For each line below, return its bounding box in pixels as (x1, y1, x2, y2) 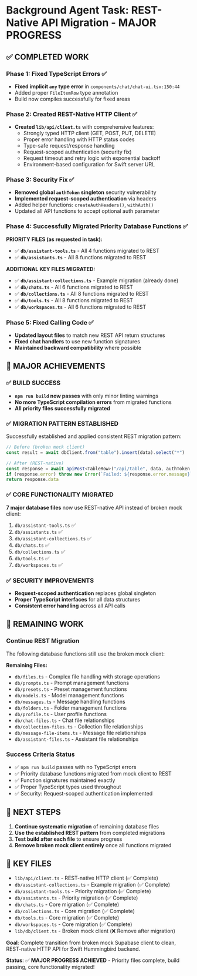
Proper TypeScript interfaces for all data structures (14, 596, 141, 603)
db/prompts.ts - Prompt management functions (14, 679, 129, 686)
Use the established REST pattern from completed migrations (14, 829, 165, 836)
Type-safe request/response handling (23, 142, 116, 149)
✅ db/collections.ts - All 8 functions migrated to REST (14, 290, 149, 297)
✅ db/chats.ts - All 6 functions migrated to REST (14, 283, 133, 290)
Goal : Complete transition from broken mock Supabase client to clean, (6, 939, 176, 946)
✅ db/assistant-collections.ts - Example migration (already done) (14, 277, 179, 284)
